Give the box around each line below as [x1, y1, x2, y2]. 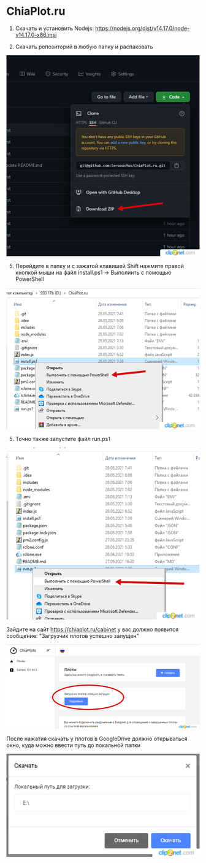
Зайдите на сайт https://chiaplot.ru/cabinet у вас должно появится [6, 626, 179, 633]
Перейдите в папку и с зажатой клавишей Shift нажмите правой [15, 263, 184, 270]
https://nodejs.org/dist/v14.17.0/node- [94, 25, 190, 32]
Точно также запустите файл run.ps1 [15, 435, 110, 442]
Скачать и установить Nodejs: [15, 25, 94, 32]
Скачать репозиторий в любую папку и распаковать [15, 43, 153, 50]
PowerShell [15, 275, 44, 283]
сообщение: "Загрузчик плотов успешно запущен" [6, 632, 139, 640]
